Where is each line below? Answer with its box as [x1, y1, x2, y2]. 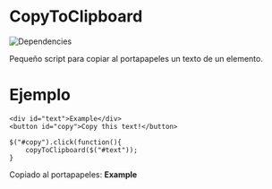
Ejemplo [9, 85, 72, 105]
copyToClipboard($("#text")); [25, 145, 139, 154]
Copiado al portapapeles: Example [9, 168, 138, 180]
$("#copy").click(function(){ [9, 137, 123, 147]
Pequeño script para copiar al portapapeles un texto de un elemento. [9, 53, 264, 64]
